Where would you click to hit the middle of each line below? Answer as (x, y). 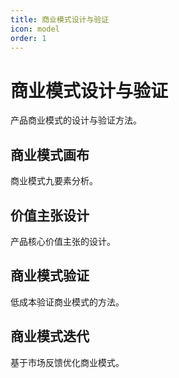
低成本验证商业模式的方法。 (67, 302)
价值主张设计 (50, 215)
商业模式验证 (50, 276)
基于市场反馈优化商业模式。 (67, 362)
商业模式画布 (50, 154)
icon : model (35, 29)
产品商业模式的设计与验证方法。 (76, 120)
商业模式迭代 (50, 336)
